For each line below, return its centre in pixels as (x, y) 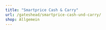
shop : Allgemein (22, 19)
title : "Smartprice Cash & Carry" (42, 10)
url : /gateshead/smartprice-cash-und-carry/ (53, 15)
